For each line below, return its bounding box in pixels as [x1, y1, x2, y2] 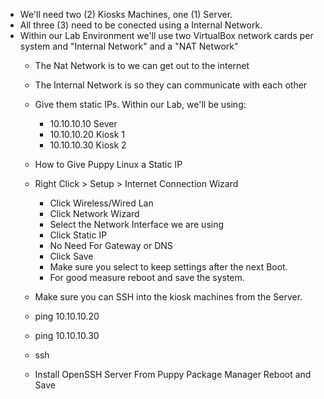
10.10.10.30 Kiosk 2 [49, 139, 127, 151]
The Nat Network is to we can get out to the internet [34, 60, 250, 71]
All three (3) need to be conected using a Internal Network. [19, 19, 263, 31]
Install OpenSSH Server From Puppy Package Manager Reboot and [34, 369, 312, 380]
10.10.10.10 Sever [49, 118, 118, 129]
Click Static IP [49, 229, 108, 241]
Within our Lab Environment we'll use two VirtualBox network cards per [19, 30, 314, 41]
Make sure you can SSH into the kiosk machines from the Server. [34, 291, 303, 303]
